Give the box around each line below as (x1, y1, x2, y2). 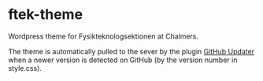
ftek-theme (8, 6, 83, 24)
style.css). (8, 63, 42, 72)
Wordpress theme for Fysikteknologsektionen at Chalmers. (8, 31, 199, 41)
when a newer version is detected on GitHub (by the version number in (8, 55, 238, 64)
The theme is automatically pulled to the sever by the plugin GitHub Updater (8, 46, 254, 56)
